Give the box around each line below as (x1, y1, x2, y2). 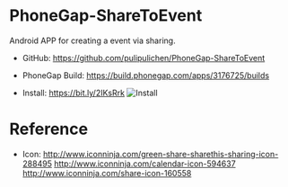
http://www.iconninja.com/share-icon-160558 (22, 167, 192, 178)
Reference (9, 119, 88, 139)
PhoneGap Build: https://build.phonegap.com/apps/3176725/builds (22, 69, 270, 81)
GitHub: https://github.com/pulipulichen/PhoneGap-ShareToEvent (22, 52, 266, 63)
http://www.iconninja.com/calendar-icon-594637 (53, 158, 236, 169)
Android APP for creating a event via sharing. (9, 35, 177, 46)
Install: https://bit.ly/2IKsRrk (22, 87, 126, 98)
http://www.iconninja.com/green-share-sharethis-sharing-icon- (43, 148, 279, 159)
